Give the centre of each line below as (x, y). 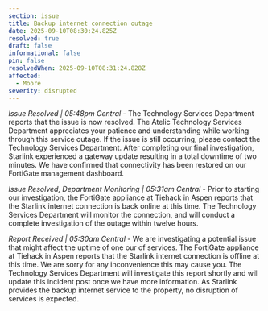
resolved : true (34, 38)
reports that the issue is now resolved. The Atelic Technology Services (126, 122)
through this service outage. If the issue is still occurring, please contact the (134, 139)
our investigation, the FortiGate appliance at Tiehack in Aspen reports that (131, 197)
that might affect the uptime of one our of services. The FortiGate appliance (134, 247)
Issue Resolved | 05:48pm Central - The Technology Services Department (132, 114)
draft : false (30, 46)
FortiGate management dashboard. (66, 173)
